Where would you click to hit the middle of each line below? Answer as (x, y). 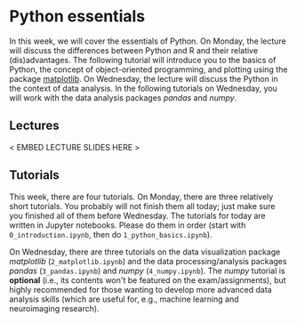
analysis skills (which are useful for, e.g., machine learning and (124, 299)
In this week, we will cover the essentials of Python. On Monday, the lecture (148, 41)
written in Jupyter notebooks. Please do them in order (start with (128, 225)
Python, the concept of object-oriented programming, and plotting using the (148, 69)
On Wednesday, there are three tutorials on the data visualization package (145, 252)
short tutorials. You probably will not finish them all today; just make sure (142, 206)
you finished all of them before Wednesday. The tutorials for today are (138, 215)
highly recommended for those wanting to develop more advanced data (141, 289)
